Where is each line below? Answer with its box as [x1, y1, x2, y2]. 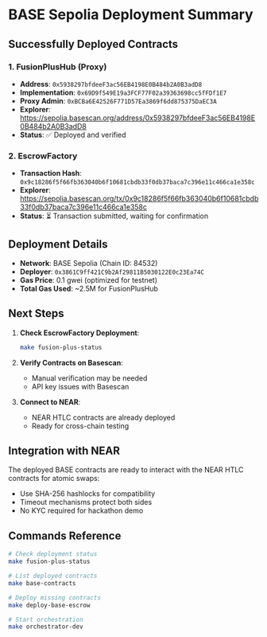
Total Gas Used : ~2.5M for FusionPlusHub [19, 283, 159, 293]
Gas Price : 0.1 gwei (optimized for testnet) [19, 275, 157, 284]
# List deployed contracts [8, 572, 98, 580]
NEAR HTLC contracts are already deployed [31, 412, 176, 422]
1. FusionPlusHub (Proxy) [8, 61, 107, 72]
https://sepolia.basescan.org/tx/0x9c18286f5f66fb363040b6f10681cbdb [19, 193, 259, 204]
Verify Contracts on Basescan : [19, 358, 123, 367]
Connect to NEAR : [19, 397, 81, 407]
